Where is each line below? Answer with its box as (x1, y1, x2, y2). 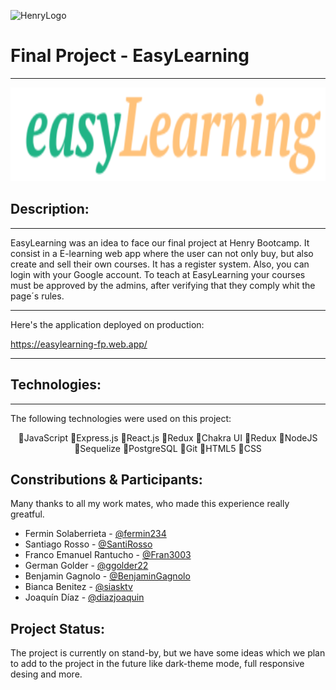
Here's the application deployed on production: (10, 318, 205, 330)
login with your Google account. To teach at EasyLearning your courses (10, 268, 306, 280)
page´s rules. (10, 290, 65, 302)
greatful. (10, 508, 45, 520)
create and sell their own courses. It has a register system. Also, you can (10, 258, 310, 270)
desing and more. (10, 668, 83, 680)
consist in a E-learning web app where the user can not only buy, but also (10, 247, 314, 259)
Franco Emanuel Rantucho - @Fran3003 (24, 549, 192, 561)
